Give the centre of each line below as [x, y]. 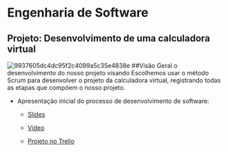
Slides [36, 114]
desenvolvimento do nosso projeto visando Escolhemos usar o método [108, 73]
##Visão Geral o [154, 66]
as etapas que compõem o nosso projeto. [66, 87]
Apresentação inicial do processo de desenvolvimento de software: [113, 101]
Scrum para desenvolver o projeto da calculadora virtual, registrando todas [114, 80]
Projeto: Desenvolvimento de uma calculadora [109, 38]
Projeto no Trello [51, 141]
